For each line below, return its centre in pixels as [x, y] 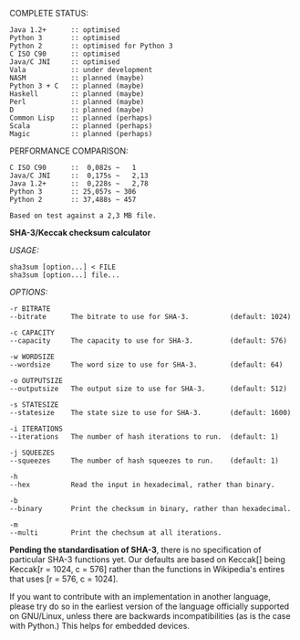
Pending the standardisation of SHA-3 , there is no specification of [135, 549]
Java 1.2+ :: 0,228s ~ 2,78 [79, 184]
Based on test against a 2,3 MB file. [83, 216]
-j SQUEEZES [32, 453]
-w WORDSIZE [32, 357]
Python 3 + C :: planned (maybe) [77, 86]
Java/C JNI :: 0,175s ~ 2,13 [79, 176]
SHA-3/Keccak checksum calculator [80, 233]
